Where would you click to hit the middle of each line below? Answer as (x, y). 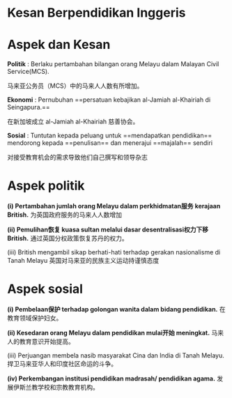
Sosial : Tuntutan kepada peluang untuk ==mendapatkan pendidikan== (110, 136)
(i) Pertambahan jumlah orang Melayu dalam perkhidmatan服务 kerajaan (114, 206)
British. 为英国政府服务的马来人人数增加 (64, 215)
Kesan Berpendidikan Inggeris (96, 13)
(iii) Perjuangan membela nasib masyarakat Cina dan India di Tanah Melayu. (116, 355)
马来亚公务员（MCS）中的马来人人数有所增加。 (75, 86)
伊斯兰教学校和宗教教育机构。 (56, 387)
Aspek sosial (45, 289)
